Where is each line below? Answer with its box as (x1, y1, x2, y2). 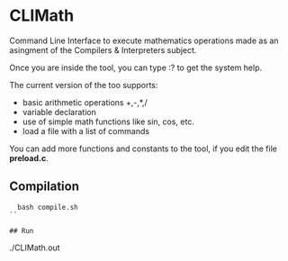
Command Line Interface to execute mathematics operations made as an (9, 35, 279, 46)
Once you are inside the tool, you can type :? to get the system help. (9, 62, 263, 73)
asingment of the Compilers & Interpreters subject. (9, 44, 197, 55)
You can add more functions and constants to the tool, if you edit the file (9, 143, 277, 154)
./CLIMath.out (9, 242, 60, 253)
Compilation (9, 179, 79, 194)
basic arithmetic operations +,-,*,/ (22, 96, 148, 108)
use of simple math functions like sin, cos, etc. (22, 116, 195, 127)
